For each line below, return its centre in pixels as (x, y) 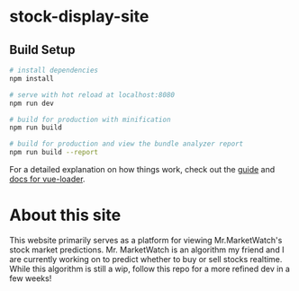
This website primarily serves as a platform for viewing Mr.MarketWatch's (146, 240)
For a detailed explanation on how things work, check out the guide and (142, 169)
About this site (65, 215)
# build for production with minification (90, 119)
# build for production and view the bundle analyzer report (127, 144)
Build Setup (42, 50)
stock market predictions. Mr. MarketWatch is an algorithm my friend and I (147, 250)
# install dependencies (54, 70)
